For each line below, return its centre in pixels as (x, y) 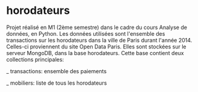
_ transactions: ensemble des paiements (57, 71)
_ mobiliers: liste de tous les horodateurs (57, 83)
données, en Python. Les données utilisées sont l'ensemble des (86, 33)
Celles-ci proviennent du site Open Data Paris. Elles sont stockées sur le (96, 47)
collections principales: (35, 59)
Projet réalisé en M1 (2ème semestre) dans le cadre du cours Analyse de (97, 27)
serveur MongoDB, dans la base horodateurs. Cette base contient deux (95, 53)
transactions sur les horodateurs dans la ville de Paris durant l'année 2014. (99, 40)
